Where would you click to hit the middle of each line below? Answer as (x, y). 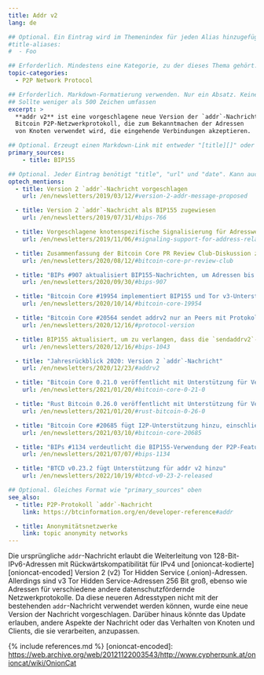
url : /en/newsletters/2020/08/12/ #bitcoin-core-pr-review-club (128, 260)
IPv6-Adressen (32, 564)
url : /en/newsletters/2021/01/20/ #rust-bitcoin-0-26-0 (114, 411)
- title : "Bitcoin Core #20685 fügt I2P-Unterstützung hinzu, (119, 426)
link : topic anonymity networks (75, 533)
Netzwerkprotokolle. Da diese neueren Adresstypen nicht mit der (113, 598)
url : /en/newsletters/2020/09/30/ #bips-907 (95, 282)
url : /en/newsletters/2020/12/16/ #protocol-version (108, 325)
